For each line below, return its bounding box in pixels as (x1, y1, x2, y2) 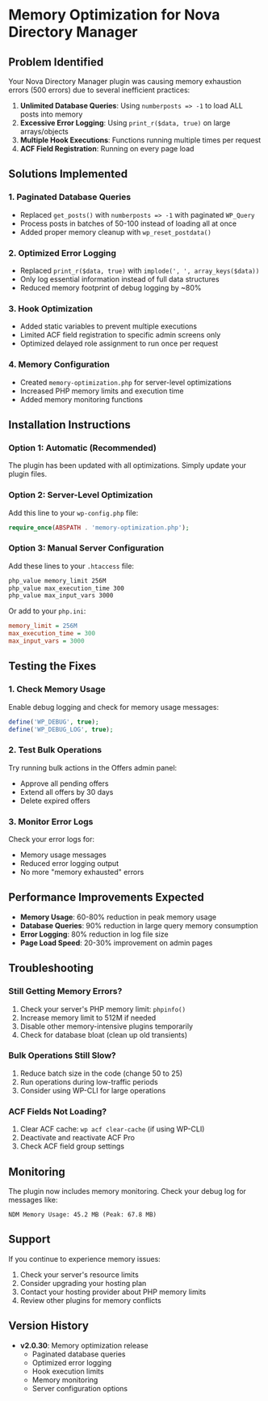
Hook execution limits (31, 1366, 104, 1376)
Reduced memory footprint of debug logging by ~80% (19, 282, 202, 292)
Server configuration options (31, 1383, 128, 1393)
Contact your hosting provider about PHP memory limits (19, 1287, 207, 1297)
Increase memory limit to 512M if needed (19, 1013, 157, 1022)
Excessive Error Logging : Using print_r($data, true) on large (19, 118, 231, 127)
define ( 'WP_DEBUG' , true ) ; (8, 718, 99, 726)
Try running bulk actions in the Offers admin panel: (8, 762, 178, 772)
